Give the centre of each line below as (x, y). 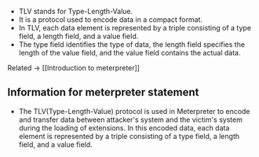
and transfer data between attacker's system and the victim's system (130, 120)
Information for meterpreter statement (103, 93)
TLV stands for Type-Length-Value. (76, 11)
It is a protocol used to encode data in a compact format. (111, 20)
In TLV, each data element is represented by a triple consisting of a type (135, 28)
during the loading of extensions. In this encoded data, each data (124, 127)
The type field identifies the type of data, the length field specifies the (131, 45)
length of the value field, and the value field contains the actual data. (129, 53)
